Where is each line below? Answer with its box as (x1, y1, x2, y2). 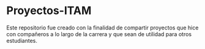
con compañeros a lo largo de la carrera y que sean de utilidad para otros (6, 30, 192, 37)
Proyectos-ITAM (6, 4, 92, 18)
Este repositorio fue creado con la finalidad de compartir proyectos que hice (6, 24, 199, 31)
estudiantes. (6, 37, 38, 44)
